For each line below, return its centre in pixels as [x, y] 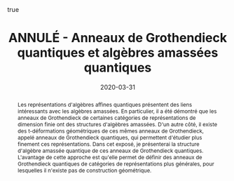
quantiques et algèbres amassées [118, 53]
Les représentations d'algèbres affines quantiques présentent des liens [105, 104]
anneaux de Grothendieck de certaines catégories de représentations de [106, 118]
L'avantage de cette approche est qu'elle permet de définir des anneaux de [110, 157]
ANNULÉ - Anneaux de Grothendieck [118, 38]
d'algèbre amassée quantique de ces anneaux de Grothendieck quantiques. [110, 150]
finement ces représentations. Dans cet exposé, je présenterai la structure [108, 144]
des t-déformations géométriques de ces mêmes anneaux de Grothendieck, [111, 131]
